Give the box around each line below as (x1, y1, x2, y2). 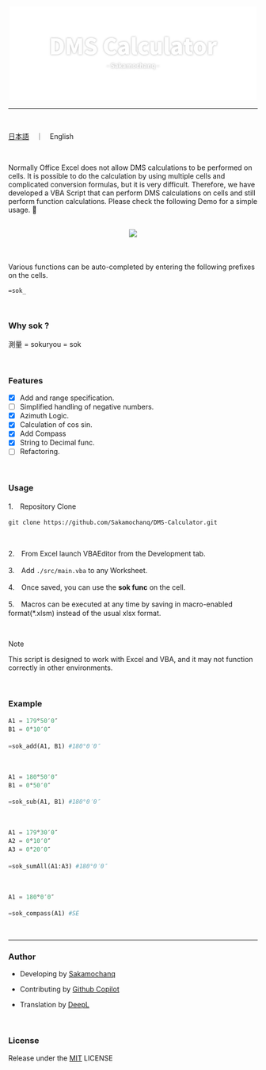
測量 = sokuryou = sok (8, 339, 82, 348)
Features (8, 375, 44, 386)
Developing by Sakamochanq (19, 969, 116, 979)
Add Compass (19, 429, 66, 438)
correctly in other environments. (8, 663, 113, 672)
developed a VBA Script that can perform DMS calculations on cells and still (8, 188, 256, 198)
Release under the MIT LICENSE (8, 1053, 113, 1063)
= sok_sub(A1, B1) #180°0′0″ (8, 798, 101, 806)
